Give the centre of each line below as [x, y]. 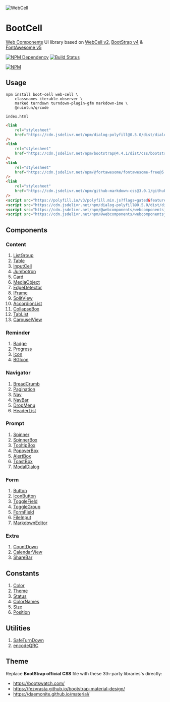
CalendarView [27, 552]
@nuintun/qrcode [32, 108]
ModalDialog [26, 467]
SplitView [23, 298]
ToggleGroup [27, 507]
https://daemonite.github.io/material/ [51, 694]
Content [16, 244]
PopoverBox [26, 451]
